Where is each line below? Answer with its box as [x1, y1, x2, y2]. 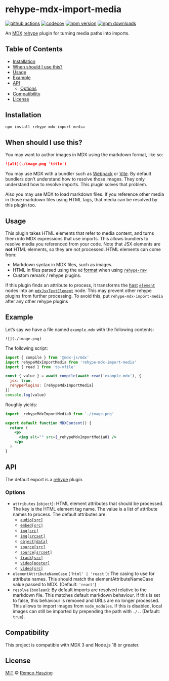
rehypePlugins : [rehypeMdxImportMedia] [10, 383, 94, 388]
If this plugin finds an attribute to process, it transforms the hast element [5, 282, 155, 288]
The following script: [5, 345, 48, 351]
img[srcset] [20, 533, 46, 539]
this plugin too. [5, 202, 36, 208]
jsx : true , [10, 378, 33, 383]
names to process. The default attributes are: [12, 511, 107, 517]
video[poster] [20, 560, 50, 566]
